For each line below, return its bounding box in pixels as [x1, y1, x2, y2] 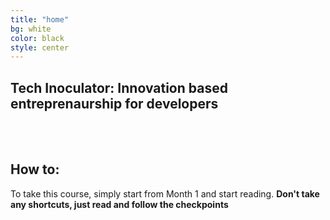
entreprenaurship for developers [10, 95, 219, 112]
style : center [10, 42, 70, 53]
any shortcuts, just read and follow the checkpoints [10, 198, 229, 210]
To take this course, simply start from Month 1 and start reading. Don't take [10, 187, 320, 200]
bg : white [10, 24, 52, 34]
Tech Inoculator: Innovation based [10, 79, 228, 96]
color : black [10, 33, 65, 43]
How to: [10, 161, 60, 178]
